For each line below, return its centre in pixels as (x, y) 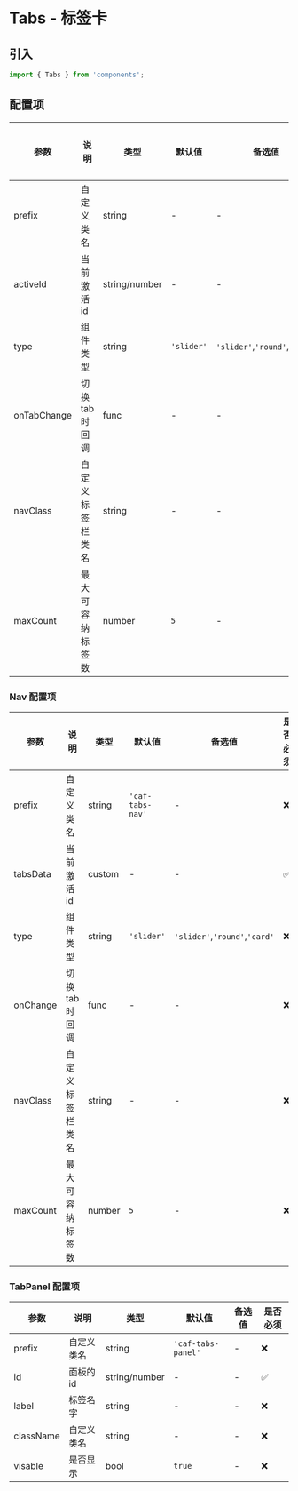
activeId (30, 283)
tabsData (32, 873)
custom (103, 873)
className (37, 1436)
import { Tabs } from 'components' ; (77, 75)
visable (29, 1466)
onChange (35, 1005)
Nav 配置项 (33, 697)
